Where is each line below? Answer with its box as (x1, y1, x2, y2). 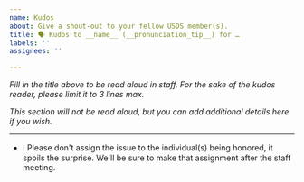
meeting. (22, 162, 56, 173)
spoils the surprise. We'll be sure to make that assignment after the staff (22, 152, 291, 163)
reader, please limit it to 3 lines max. (9, 89, 145, 100)
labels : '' (9, 38, 51, 48)
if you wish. (9, 116, 52, 127)
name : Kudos (9, 13, 54, 23)
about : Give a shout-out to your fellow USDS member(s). (9, 22, 229, 31)
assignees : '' (9, 47, 63, 56)
